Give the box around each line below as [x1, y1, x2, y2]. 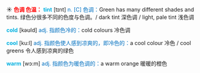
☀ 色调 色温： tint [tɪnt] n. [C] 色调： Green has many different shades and [6, 6, 194, 13]
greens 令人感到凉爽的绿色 [6, 47, 74, 54]
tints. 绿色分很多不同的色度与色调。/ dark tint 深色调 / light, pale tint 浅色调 [6, 13, 194, 21]
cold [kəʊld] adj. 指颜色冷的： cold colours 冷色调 [6, 27, 131, 33]
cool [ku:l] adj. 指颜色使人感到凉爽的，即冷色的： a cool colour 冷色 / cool [6, 40, 191, 46]
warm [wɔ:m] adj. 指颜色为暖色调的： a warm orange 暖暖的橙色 [6, 60, 167, 67]
